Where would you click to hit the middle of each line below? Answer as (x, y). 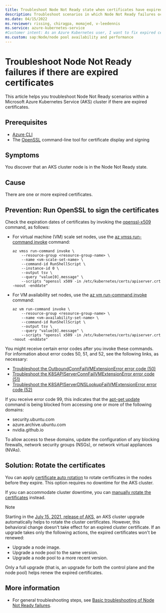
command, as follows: (27, 227)
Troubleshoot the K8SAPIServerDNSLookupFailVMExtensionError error (84, 385)
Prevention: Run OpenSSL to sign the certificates (82, 210)
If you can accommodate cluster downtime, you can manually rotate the (78, 492)
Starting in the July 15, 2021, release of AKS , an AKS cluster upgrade (75, 517)
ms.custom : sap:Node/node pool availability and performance (69, 38)
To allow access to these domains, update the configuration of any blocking (82, 439)
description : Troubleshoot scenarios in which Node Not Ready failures (80, 14)
